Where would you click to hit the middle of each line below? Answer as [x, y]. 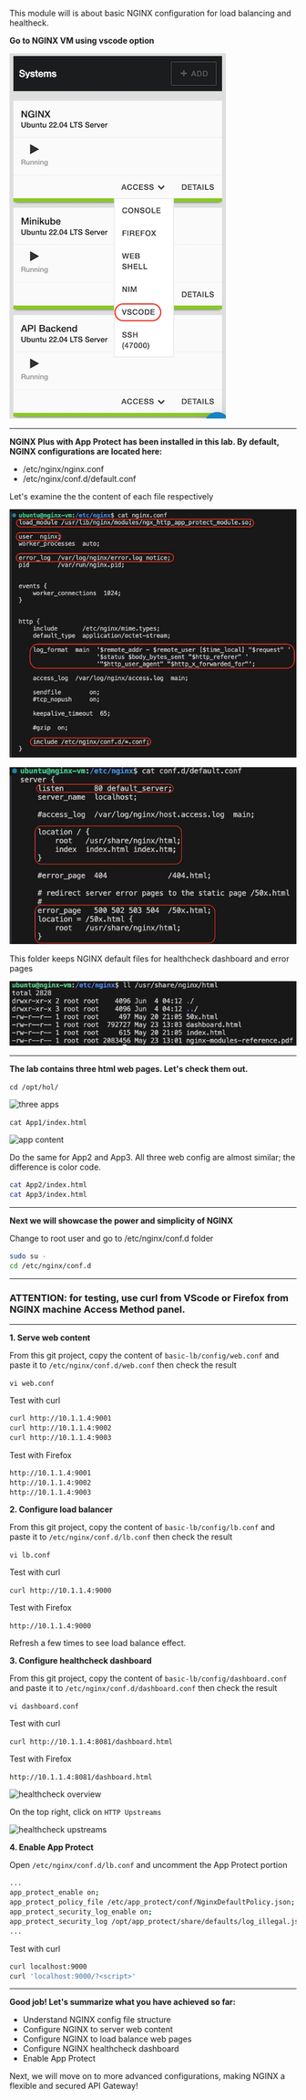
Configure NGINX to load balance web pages [107, 2039]
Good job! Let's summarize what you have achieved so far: [122, 2002]
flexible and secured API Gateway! [74, 2086]
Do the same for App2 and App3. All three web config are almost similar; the [153, 1158]
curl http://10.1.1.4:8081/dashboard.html [91, 1742]
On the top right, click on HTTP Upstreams [86, 1812]
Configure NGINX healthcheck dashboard [101, 2049]
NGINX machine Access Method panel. [97, 1309]
